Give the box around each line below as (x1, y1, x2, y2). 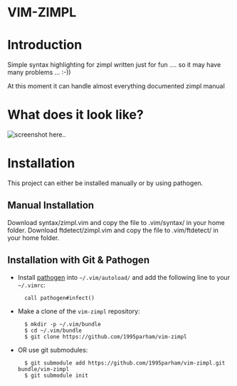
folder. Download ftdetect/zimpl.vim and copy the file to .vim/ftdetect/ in (7, 226, 219, 234)
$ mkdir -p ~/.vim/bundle (24, 320, 101, 328)
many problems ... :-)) (7, 68, 71, 77)
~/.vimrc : (17, 281, 46, 289)
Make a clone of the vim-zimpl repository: (17, 307, 140, 315)
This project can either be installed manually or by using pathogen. (7, 179, 204, 187)
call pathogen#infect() (24, 294, 95, 301)
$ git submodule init (24, 372, 89, 379)
